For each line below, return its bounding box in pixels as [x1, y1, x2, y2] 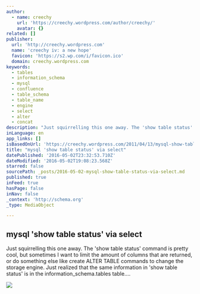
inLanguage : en [6, 130, 44, 137]
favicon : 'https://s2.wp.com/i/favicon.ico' [11, 53, 124, 59]
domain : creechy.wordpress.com [11, 58, 89, 64]
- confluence [11, 86, 44, 92]
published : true [6, 175, 46, 181]
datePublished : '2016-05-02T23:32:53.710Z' [6, 152, 116, 158]
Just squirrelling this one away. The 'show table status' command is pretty [6, 245, 189, 252]
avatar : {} [17, 25, 44, 31]
